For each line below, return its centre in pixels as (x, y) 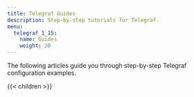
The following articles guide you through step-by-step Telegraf (97, 65)
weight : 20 (35, 46)
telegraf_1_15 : (35, 33)
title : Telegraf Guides (42, 14)
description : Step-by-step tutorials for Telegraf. (83, 20)
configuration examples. (42, 73)
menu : (15, 26)
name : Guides (38, 39)
